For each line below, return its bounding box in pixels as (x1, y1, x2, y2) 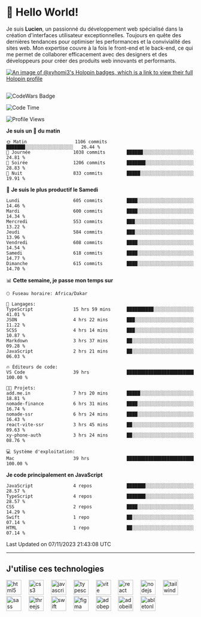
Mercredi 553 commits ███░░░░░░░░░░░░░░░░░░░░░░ (6, 219, 194, 225)
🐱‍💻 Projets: (6, 385, 36, 392)
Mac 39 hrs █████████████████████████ (6, 456, 194, 462)
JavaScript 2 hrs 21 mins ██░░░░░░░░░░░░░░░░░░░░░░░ (6, 348, 194, 354)
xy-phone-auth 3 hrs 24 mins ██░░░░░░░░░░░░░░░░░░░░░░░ (6, 432, 194, 438)
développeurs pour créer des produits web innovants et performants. (6, 57, 176, 64)
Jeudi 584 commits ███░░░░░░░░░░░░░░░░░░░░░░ (6, 229, 194, 236)
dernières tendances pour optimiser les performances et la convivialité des (6, 38, 191, 45)
